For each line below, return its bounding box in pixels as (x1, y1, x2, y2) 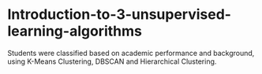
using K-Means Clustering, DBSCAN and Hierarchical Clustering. (7, 57, 217, 66)
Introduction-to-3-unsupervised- (7, 6, 232, 24)
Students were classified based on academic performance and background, (7, 48, 255, 57)
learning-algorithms (7, 22, 143, 40)
